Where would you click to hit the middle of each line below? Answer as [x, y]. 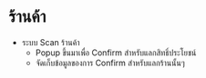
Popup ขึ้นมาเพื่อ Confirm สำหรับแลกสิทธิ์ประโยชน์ [116, 53]
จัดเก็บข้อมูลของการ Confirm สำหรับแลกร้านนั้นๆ [110, 63]
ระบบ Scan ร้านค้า [51, 42]
